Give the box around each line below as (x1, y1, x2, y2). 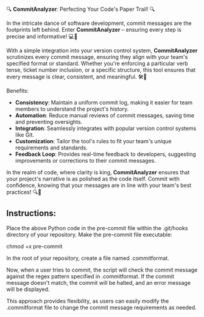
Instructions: (6, 208, 57, 219)
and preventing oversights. (15, 118, 83, 125)
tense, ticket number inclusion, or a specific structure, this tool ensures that (6, 66, 196, 73)
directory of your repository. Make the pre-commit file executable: (6, 231, 172, 238)
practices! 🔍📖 (6, 188, 41, 196)
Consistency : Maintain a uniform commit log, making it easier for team (15, 99, 193, 106)
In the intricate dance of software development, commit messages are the (6, 19, 192, 27)
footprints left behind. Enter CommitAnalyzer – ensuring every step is (6, 26, 181, 33)
